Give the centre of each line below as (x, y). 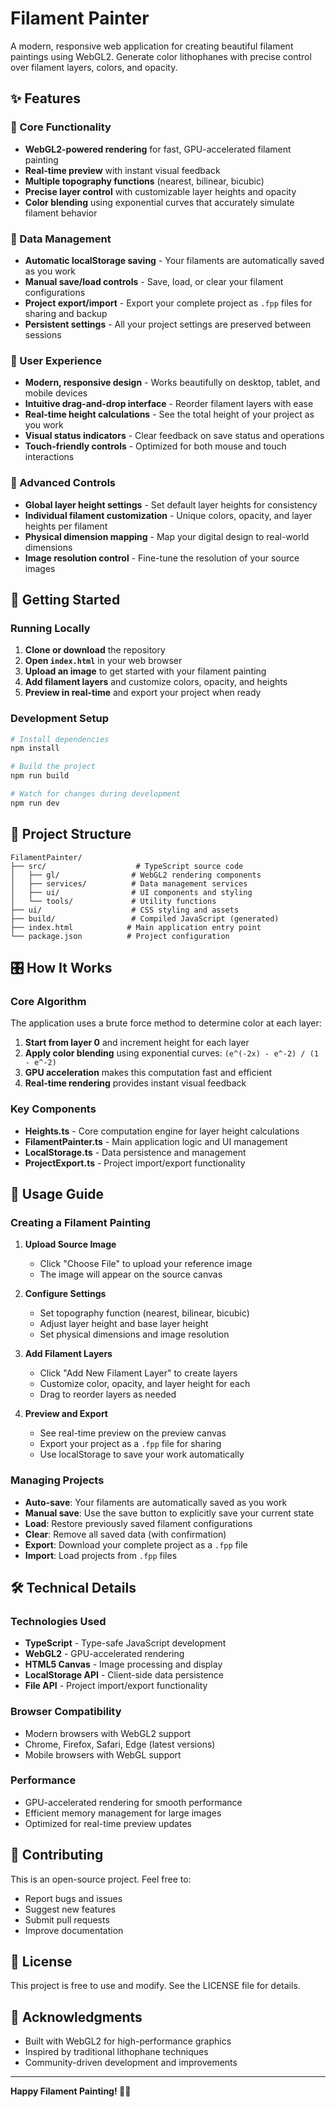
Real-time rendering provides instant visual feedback (135, 1083)
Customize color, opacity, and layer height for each (145, 1384)
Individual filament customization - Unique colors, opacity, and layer (168, 515)
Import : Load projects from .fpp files (101, 1555)
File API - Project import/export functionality (116, 1686)
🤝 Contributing (57, 1855)
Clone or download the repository (95, 650)
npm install (35, 748)
